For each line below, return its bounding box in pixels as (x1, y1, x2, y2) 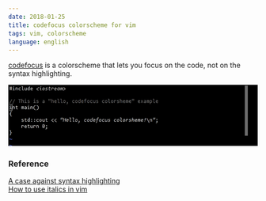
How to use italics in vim (8, 184, 88, 194)
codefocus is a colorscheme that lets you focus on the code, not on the (8, 60, 241, 70)
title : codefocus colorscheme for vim (8, 21, 136, 29)
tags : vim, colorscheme (8, 29, 87, 37)
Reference (8, 158, 49, 169)
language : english (8, 38, 69, 46)
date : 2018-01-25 (8, 13, 66, 21)
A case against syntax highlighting (8, 176, 120, 186)
